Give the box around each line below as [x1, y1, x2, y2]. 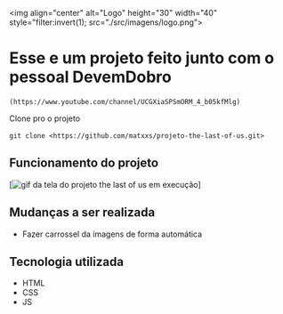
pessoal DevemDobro [9, 67, 172, 87]
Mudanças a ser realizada [9, 205, 156, 221]
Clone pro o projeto [9, 113, 81, 124]
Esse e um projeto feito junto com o [9, 48, 275, 68]
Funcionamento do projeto [9, 156, 158, 171]
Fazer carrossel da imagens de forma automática [21, 229, 203, 239]
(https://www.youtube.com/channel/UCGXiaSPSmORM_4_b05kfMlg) [9, 97, 241, 106]
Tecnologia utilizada [9, 254, 125, 270]
